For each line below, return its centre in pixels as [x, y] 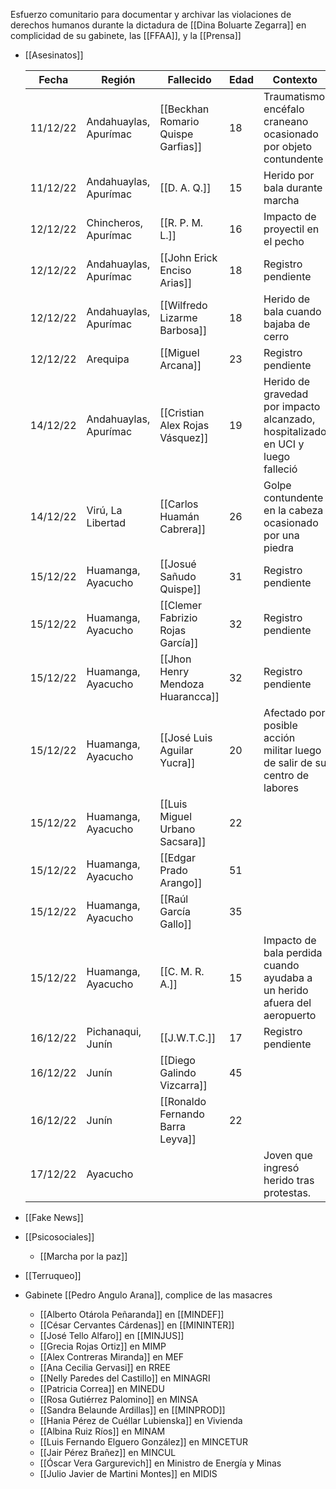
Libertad [106, 522]
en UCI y [284, 444]
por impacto [292, 406]
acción [279, 737]
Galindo [178, 1072]
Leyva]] [178, 1139]
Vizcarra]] [183, 1085]
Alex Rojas [184, 425]
